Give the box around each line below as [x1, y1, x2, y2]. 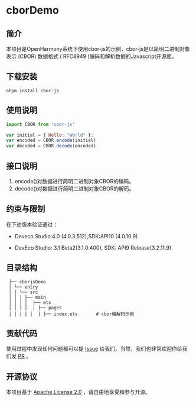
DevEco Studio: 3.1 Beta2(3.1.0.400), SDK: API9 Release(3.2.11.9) [14, 244, 172, 251]
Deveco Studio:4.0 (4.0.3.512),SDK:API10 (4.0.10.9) [14, 232, 138, 240]
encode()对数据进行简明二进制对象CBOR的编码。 [14, 177, 135, 185]
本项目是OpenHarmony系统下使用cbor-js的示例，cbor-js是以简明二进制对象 [6, 46, 190, 52]
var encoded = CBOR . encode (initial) [6, 137, 96, 144]
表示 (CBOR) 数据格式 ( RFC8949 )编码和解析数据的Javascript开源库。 [6, 53, 177, 60]
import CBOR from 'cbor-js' [6, 121, 76, 127]
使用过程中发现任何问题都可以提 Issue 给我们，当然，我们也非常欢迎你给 [6, 345, 182, 353]
